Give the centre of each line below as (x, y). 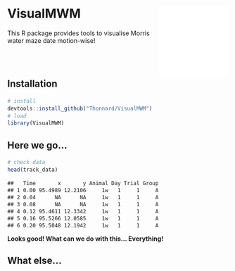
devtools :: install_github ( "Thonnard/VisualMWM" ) (80, 108)
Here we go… (37, 145)
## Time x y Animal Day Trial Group (83, 183)
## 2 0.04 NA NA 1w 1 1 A (83, 197)
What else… (34, 261)
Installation (32, 84)
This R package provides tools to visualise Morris (78, 33)
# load (17, 116)
